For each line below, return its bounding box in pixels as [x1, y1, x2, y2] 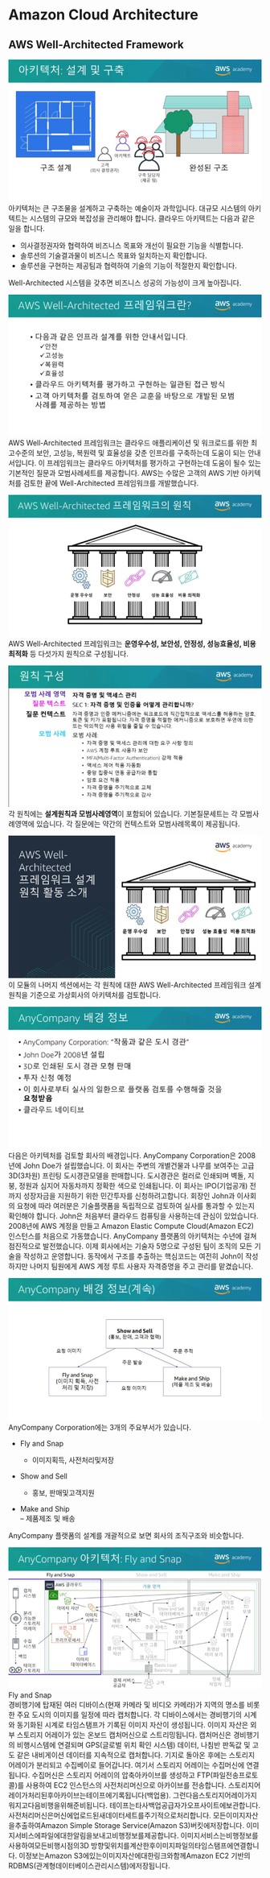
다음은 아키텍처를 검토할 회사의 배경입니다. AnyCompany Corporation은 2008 [8, 1151, 256, 1160]
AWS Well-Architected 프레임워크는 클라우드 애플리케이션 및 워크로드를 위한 [8, 438, 249, 448]
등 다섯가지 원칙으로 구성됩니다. [29, 648, 129, 658]
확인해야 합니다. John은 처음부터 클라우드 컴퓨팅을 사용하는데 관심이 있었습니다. [8, 1211, 259, 1221]
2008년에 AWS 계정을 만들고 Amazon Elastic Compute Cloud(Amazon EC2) [8, 1222, 255, 1231]
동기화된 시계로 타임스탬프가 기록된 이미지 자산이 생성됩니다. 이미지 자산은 [16, 1720, 249, 1730]
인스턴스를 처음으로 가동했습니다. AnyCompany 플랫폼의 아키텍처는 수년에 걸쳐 [8, 1231, 257, 1241]
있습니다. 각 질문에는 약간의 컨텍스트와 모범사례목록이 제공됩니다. [35, 819, 240, 829]
